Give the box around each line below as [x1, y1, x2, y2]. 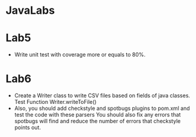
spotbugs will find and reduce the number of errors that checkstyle [14, 118, 181, 125]
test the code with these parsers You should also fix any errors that [14, 111, 181, 118]
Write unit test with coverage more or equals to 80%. [14, 51, 145, 58]
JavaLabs [5, 4, 55, 17]
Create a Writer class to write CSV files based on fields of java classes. [14, 92, 191, 99]
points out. [14, 124, 41, 131]
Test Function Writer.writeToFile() [14, 99, 97, 106]
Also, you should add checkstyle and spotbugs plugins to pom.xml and [14, 105, 190, 112]
